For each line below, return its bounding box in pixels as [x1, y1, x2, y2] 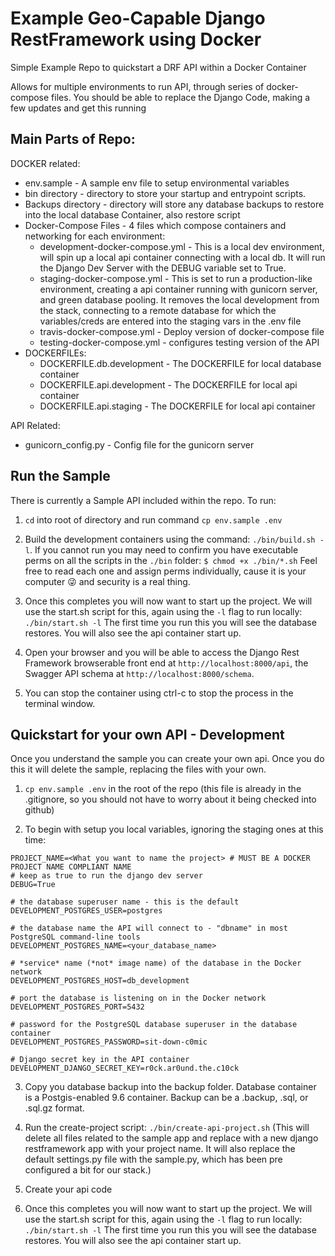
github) [24, 804, 55, 816]
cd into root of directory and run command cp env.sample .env [24, 513, 283, 526]
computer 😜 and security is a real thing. [24, 575, 191, 587]
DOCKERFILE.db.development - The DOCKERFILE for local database [39, 357, 322, 369]
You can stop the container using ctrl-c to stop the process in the [24, 687, 294, 699]
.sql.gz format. [24, 1102, 85, 1114]
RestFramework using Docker [10, 28, 262, 51]
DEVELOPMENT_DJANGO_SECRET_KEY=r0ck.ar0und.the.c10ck [10, 1063, 240, 1074]
